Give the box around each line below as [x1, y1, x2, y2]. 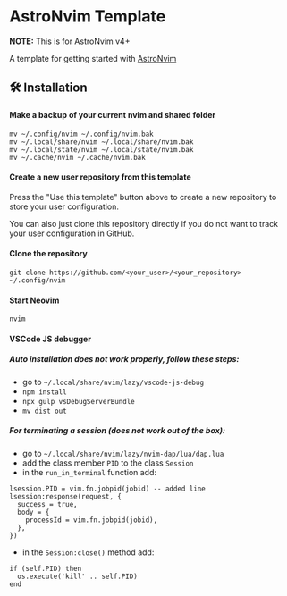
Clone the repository [9, 248, 88, 259]
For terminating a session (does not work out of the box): [9, 425, 226, 436]
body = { [17, 508, 50, 516]
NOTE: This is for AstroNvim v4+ [9, 36, 131, 46]
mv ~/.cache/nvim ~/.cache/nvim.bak [9, 153, 146, 162]
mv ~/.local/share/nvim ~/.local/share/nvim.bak [9, 137, 194, 147]
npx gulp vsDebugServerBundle [21, 397, 136, 406]
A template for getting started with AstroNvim [9, 53, 177, 63]
